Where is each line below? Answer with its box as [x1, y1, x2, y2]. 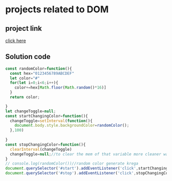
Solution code [5, 52, 51, 61]
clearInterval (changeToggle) [10, 147, 72, 152]
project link [5, 24, 42, 33]
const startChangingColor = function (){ [5, 113, 88, 118]
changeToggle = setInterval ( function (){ [10, 118, 93, 124]
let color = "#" [10, 75, 40, 81]
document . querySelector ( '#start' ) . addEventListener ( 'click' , [5, 166, 139, 171]
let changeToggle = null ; [5, 109, 56, 114]
